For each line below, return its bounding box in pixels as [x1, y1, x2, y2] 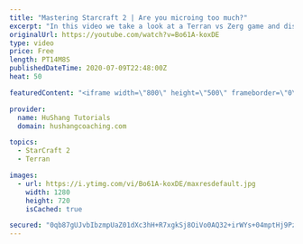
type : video [9, 38, 54, 48]
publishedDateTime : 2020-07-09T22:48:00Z [9, 64, 168, 73]
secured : [9, 221, 42, 230]
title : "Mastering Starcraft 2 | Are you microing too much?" [9, 13, 248, 23]
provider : [9, 105, 47, 114]
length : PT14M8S [9, 55, 70, 64]
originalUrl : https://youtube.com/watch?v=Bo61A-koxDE [9, 30, 220, 39]
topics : [9, 137, 39, 147]
